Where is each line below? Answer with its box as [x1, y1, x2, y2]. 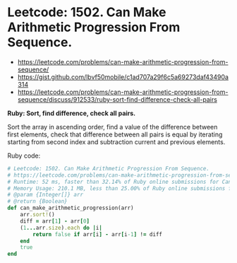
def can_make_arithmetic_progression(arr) [7, 204, 134, 212]
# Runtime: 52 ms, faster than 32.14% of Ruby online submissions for [7, 178, 219, 185]
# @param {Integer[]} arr [7, 192, 83, 199]
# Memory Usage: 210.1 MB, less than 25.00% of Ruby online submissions [7, 185, 226, 192]
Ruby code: [7, 151, 41, 160]
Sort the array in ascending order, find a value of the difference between [7, 122, 218, 131]
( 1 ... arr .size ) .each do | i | [20, 224, 102, 231]
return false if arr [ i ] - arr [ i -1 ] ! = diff [32, 230, 162, 238]
